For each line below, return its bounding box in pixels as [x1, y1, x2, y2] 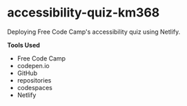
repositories [17, 76, 52, 84]
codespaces [17, 83, 53, 92]
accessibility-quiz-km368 [7, 5, 160, 21]
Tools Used [7, 41, 40, 49]
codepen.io [17, 61, 50, 70]
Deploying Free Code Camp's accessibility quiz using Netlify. [7, 28, 181, 36]
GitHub [17, 69, 38, 77]
